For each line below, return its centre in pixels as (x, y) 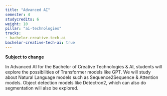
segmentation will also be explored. (42, 88)
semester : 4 (18, 15)
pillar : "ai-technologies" (33, 29)
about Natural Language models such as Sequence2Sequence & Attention (82, 77)
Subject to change (25, 57)
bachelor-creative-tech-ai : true (40, 43)
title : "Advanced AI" (28, 10)
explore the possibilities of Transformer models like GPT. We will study (78, 72)
